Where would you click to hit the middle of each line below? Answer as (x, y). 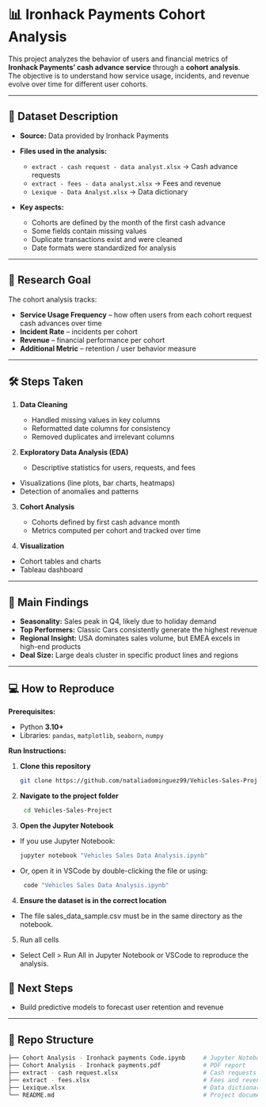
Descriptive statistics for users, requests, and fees (114, 467)
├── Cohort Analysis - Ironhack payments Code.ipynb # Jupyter (122, 1058)
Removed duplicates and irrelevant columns (103, 437)
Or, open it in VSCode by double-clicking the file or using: (114, 871)
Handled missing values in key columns (96, 420)
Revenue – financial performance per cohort (92, 340)
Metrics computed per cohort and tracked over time (116, 531)
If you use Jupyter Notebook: (67, 840)
